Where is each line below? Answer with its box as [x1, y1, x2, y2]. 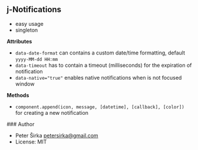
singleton [15, 26, 38, 33]
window [15, 80, 35, 87]
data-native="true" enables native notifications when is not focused [15, 74, 182, 81]
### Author [6, 120, 35, 128]
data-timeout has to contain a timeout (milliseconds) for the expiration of [15, 62, 192, 69]
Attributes [6, 37, 32, 45]
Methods [6, 91, 29, 98]
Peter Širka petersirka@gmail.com [15, 132, 99, 139]
